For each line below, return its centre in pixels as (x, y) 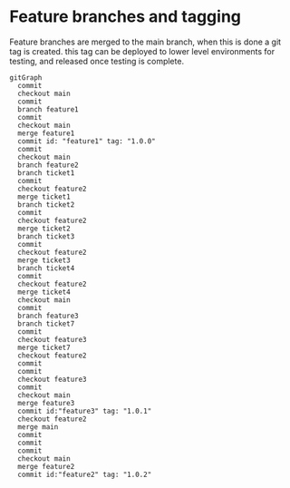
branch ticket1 (46, 173)
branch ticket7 (46, 324)
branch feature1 (48, 109)
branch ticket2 (46, 205)
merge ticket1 (44, 197)
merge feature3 (46, 403)
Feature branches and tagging (126, 17)
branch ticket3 (46, 236)
